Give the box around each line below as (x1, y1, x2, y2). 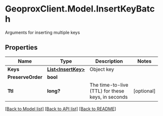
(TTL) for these (89, 88, 125, 94)
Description (95, 58, 123, 64)
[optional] (133, 88, 156, 94)
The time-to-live (89, 81, 129, 88)
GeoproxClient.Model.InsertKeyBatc (5, 3, 155, 14)
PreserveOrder (7, 74, 43, 80)
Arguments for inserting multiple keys (5, 29, 80, 35)
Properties (5, 43, 38, 52)
